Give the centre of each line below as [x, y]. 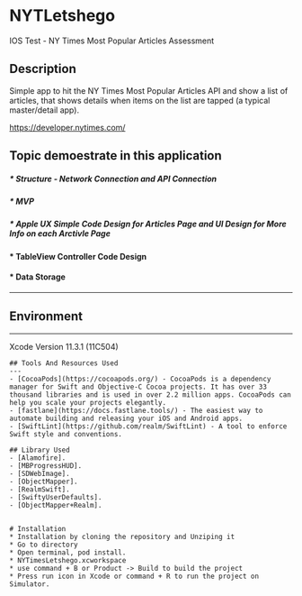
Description [43, 69]
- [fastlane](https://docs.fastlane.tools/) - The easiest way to [136, 410]
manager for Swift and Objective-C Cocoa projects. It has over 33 [138, 387]
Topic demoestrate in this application [115, 156]
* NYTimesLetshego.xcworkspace [68, 560]
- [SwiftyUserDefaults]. [56, 497]
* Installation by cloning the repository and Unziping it [122, 536]
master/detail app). [44, 110]
